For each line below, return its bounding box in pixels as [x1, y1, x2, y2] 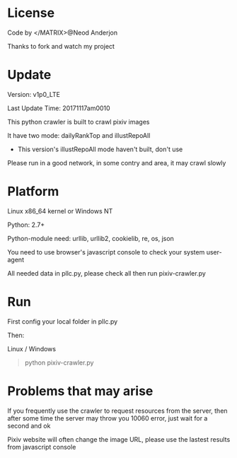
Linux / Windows [7, 344, 57, 353]
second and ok [7, 421, 51, 430]
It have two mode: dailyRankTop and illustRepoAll [7, 131, 151, 139]
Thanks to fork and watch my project [7, 42, 115, 50]
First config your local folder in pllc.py [7, 317, 118, 326]
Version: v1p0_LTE [7, 90, 61, 98]
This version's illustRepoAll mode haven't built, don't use [17, 145, 183, 153]
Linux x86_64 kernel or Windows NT [7, 206, 113, 215]
